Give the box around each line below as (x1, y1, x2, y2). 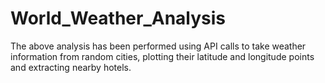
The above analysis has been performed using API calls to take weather (10, 40, 307, 52)
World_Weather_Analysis (10, 7, 227, 30)
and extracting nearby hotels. (10, 61, 132, 73)
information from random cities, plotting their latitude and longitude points (10, 50, 315, 62)
